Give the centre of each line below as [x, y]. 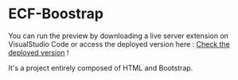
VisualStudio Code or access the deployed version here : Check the [119, 44]
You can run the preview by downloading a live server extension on [119, 36]
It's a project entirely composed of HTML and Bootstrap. [101, 67]
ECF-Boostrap [56, 14]
